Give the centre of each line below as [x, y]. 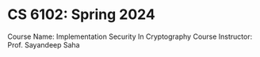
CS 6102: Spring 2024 [81, 15]
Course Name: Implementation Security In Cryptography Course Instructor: [130, 36]
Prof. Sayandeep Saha [44, 44]
